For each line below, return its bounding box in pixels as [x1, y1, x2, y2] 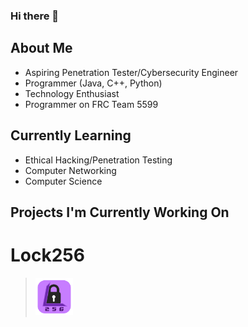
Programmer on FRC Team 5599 [24, 98, 159, 110]
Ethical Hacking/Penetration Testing [24, 154, 173, 166]
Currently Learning [10, 127, 132, 144]
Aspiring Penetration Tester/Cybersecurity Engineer [24, 66, 239, 78]
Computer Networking [24, 164, 117, 176]
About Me [10, 40, 73, 57]
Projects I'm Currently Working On [10, 204, 230, 221]
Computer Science [24, 175, 103, 187]
